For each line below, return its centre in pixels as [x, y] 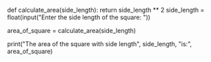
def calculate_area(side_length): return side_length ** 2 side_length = [106, 10]
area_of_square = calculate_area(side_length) [72, 31]
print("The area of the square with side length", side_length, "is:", [100, 44]
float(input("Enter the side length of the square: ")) [79, 17]
